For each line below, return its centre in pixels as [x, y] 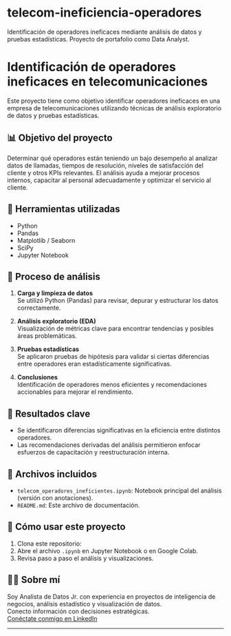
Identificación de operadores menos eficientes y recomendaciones [112, 385]
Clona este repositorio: [49, 544]
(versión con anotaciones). [55, 497]
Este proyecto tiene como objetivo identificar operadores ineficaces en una [114, 101]
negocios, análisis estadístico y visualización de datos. [85, 604]
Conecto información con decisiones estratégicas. [78, 611]
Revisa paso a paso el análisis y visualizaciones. [85, 558]
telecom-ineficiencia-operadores [104, 13]
